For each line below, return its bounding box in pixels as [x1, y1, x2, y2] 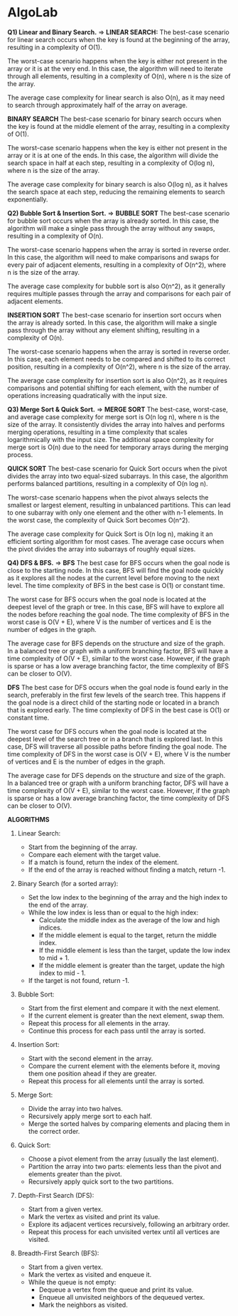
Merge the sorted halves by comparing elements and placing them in [28, 1119, 230, 1128]
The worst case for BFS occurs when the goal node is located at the [7, 595, 207, 604]
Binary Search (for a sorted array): [17, 879, 119, 888]
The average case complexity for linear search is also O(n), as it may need [7, 93, 225, 102]
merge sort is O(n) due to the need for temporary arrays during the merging [7, 443, 229, 451]
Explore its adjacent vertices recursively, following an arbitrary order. [28, 1220, 230, 1228]
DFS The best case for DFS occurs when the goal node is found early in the [7, 683, 229, 691]
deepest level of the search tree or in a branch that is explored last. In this [7, 735, 223, 743]
